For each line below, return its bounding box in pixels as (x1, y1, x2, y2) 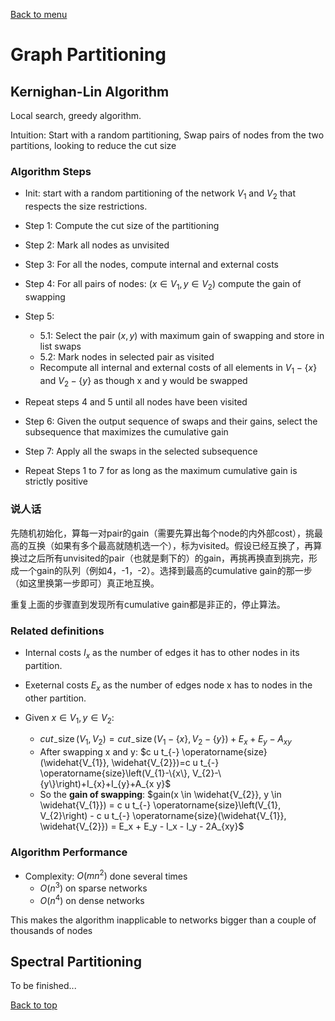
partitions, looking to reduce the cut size (10, 140, 177, 151)
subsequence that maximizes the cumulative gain (24, 426, 229, 438)
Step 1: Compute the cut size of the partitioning (24, 220, 220, 232)
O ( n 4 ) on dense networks (39, 892, 145, 906)
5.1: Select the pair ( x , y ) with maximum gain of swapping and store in (39, 329, 325, 341)
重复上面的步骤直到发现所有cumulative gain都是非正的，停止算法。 (10, 598, 286, 610)
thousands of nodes (10, 924, 93, 936)
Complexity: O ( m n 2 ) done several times (24, 868, 188, 882)
